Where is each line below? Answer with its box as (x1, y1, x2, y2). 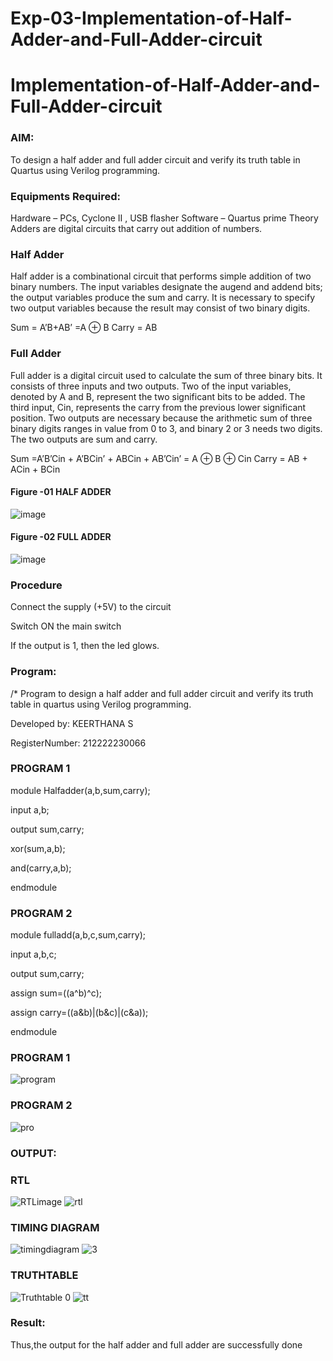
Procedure (10, 578, 63, 592)
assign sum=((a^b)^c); (10, 987, 102, 999)
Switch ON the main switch (10, 620, 122, 632)
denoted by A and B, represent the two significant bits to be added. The (10, 390, 306, 402)
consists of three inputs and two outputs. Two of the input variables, (10, 380, 292, 392)
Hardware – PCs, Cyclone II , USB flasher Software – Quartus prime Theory (10, 212, 319, 224)
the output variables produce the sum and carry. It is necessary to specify (10, 292, 316, 304)
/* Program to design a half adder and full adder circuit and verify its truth (10, 687, 314, 699)
